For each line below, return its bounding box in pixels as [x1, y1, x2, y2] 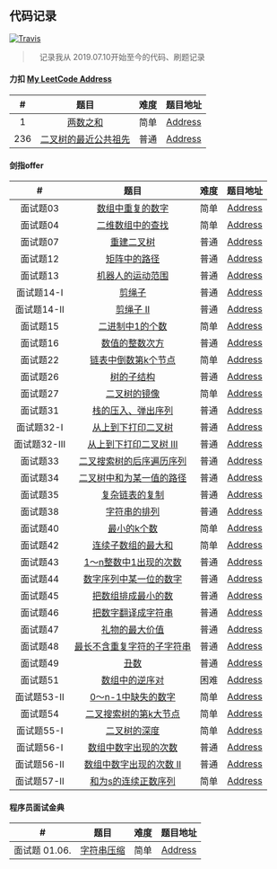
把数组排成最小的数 [92, 590, 174, 602]
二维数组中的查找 [97, 219, 169, 232]
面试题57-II [14, 776, 65, 788]
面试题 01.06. [13, 844, 72, 856]
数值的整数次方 [101, 337, 165, 350]
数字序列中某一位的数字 [83, 573, 183, 586]
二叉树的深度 [106, 724, 160, 737]
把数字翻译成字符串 [92, 607, 174, 619]
